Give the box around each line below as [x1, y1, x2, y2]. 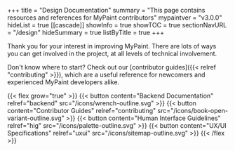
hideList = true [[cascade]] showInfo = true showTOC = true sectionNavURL [7, 21, 227, 29]
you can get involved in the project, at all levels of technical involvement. [7, 49, 217, 58]
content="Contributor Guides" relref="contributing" [7, 107, 156, 114]
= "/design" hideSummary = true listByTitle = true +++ [7, 28, 165, 37]
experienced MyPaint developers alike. [7, 78, 120, 86]
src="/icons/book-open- [157, 107, 228, 114]
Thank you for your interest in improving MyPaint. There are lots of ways [7, 42, 217, 50]
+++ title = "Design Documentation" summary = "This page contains [7, 6, 206, 14]
